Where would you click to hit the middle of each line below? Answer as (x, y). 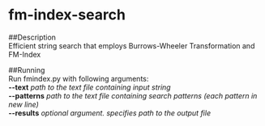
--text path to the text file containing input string (90, 87)
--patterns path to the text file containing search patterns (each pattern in (133, 95)
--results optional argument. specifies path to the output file (110, 113)
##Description (32, 37)
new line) (24, 104)
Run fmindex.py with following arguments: (79, 78)
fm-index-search (67, 15)
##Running (27, 69)
